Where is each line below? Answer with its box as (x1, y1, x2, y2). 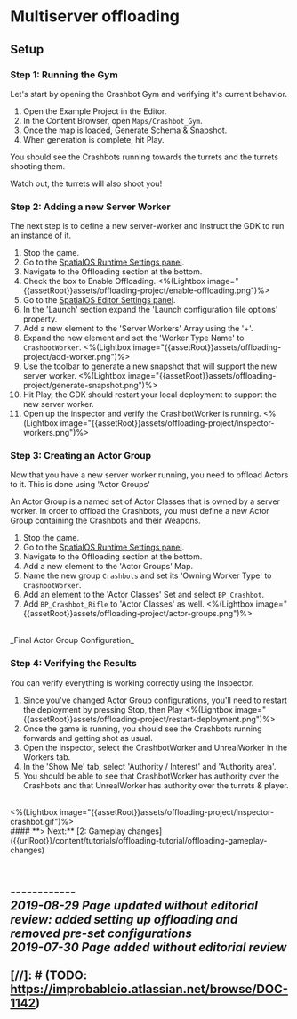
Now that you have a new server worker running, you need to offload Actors (10, 469, 289, 480)
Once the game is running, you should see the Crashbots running (22, 723, 262, 734)
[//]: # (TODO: (10, 968, 88, 983)
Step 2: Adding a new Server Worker (10, 200, 172, 213)
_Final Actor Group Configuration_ (10, 635, 134, 646)
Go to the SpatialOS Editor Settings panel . (22, 295, 176, 306)
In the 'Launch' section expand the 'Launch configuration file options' (22, 305, 278, 315)
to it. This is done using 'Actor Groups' (10, 479, 150, 490)
